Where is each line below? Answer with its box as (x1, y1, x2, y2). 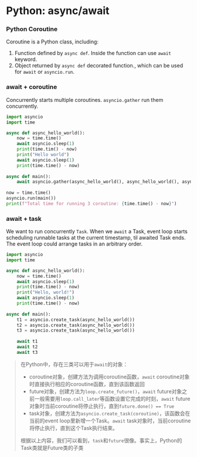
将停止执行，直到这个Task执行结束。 (29, 424, 118, 431)
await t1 (16, 339, 38, 345)
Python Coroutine (6, 25, 58, 33)
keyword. (14, 56, 38, 63)
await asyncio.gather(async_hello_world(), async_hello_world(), (16, 179, 180, 185)
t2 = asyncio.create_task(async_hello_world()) (16, 322, 135, 328)
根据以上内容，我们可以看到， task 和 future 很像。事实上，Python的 (20, 436, 182, 444)
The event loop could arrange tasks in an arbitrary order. (6, 240, 143, 247)
